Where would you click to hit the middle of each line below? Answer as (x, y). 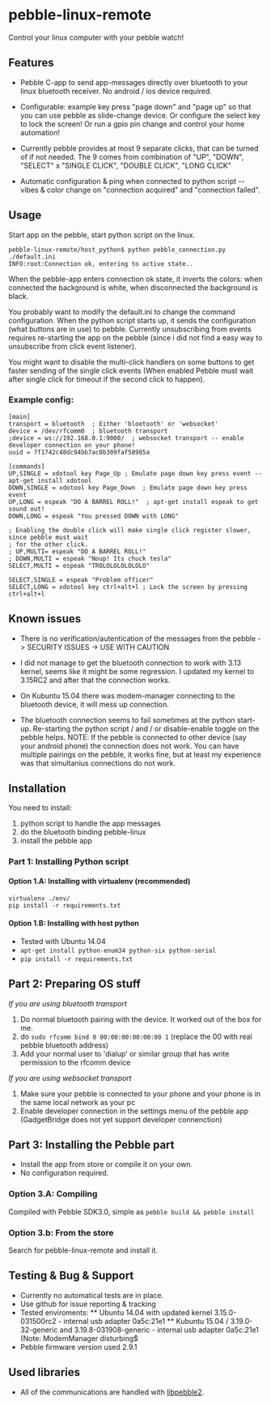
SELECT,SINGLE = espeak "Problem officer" (81, 580)
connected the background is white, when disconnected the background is (133, 287)
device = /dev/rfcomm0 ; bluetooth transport (88, 431)
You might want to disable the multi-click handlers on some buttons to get (131, 361)
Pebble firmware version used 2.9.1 (78, 1347)
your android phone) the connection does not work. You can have (129, 745)
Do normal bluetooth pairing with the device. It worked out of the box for (141, 1019)
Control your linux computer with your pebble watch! (96, 37)
